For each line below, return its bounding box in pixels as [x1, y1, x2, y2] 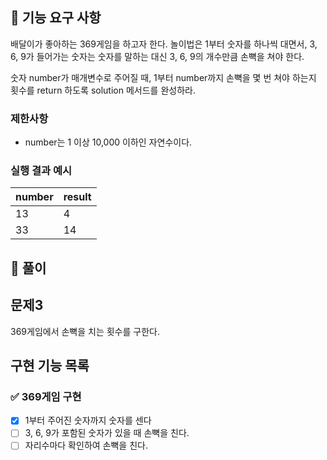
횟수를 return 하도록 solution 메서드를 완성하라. [10, 84, 196, 96]
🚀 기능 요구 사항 [10, 9, 102, 27]
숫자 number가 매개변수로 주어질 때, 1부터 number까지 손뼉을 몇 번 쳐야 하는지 [10, 71, 317, 83]
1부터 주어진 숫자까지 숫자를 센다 [24, 414, 152, 427]
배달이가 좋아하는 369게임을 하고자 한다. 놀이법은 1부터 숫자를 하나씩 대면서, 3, [10, 38, 318, 50]
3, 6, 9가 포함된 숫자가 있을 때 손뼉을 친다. [24, 427, 190, 439]
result [63, 190, 92, 204]
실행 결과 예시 [10, 164, 73, 178]
